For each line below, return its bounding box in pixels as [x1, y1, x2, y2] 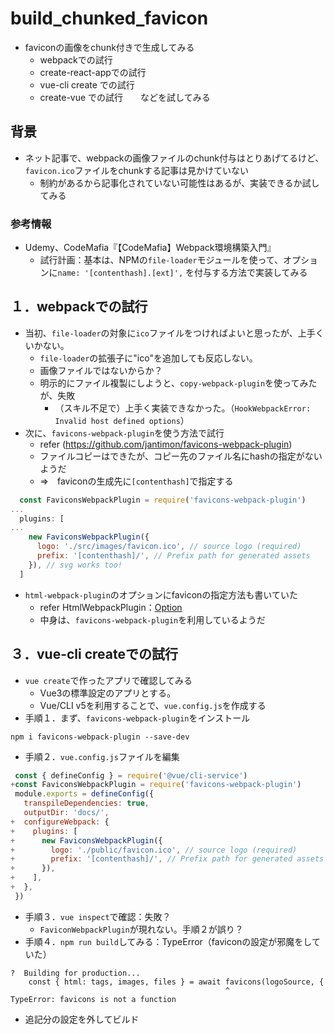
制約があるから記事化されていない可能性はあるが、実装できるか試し [39, 177, 320, 189]
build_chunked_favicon [10, 7, 209, 30]
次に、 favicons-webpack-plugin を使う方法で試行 [24, 427, 225, 439]
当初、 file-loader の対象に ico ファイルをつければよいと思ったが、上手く [24, 327, 325, 339]
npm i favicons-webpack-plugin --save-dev [10, 732, 190, 742]
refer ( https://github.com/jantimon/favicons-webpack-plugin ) [39, 438, 293, 450]
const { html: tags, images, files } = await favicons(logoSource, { [28, 977, 325, 987]
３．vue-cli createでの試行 [10, 646, 179, 663]
